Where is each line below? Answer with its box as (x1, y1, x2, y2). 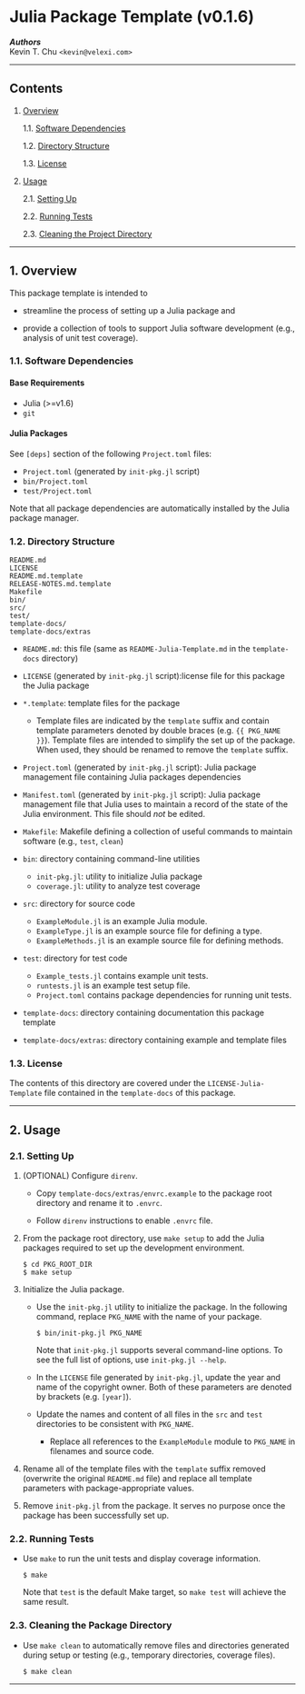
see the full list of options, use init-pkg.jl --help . (35, 1354, 227, 1365)
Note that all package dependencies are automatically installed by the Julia (9, 503, 290, 513)
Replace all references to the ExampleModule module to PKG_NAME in (49, 1436, 296, 1447)
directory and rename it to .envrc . (35, 1198, 162, 1209)
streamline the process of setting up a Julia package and (22, 304, 236, 315)
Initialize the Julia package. (22, 1284, 125, 1295)
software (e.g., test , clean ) (22, 836, 124, 847)
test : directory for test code (22, 952, 128, 964)
